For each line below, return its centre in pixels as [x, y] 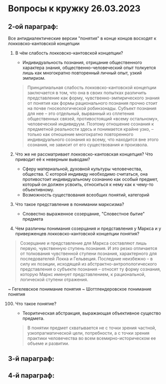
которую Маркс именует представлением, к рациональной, [83, 274]
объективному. [38, 190]
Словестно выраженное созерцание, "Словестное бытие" [83, 214]
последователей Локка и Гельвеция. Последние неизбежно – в [86, 259]
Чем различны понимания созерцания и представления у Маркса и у [88, 228]
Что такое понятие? [36, 304]
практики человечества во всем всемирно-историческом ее [92, 338]
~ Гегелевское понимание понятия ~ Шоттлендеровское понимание [80, 289]
